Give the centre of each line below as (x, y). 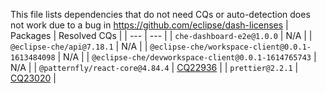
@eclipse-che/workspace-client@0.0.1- (230, 47)
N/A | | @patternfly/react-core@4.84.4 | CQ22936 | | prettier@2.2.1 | (154, 67)
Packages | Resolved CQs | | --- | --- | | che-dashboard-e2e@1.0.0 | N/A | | (161, 35)
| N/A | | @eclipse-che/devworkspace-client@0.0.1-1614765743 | (187, 57)
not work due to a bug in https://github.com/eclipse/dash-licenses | (149, 25)
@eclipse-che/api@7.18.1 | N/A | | (79, 46)
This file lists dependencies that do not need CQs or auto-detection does (160, 14)
